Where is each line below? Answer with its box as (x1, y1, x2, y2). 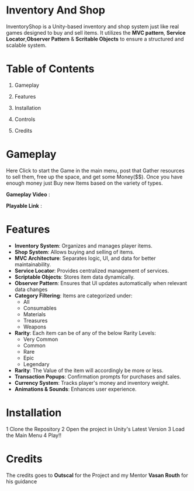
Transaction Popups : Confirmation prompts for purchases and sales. (14, 373, 181, 380)
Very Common (23, 336, 58, 343)
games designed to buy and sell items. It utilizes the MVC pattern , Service (6, 29, 186, 36)
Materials (23, 310, 46, 317)
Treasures (23, 317, 48, 324)
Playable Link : (6, 202, 42, 209)
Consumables (23, 304, 57, 311)
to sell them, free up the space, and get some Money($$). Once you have (6, 173, 183, 180)
